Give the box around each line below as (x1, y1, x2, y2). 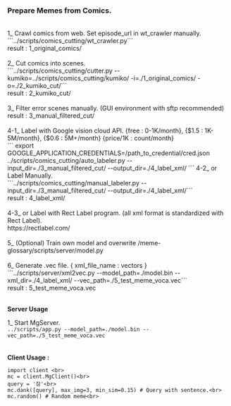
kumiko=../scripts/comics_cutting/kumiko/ (7, 74, 130, 82)
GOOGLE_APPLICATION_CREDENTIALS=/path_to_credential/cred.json (7, 149, 210, 157)
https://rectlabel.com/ (7, 224, 70, 233)
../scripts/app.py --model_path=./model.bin (7, 326, 140, 333)
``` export (7, 142, 35, 150)
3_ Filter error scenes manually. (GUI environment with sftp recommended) (7, 104, 225, 113)
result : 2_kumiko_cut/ (7, 89, 72, 97)
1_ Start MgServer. (7, 319, 61, 327)
